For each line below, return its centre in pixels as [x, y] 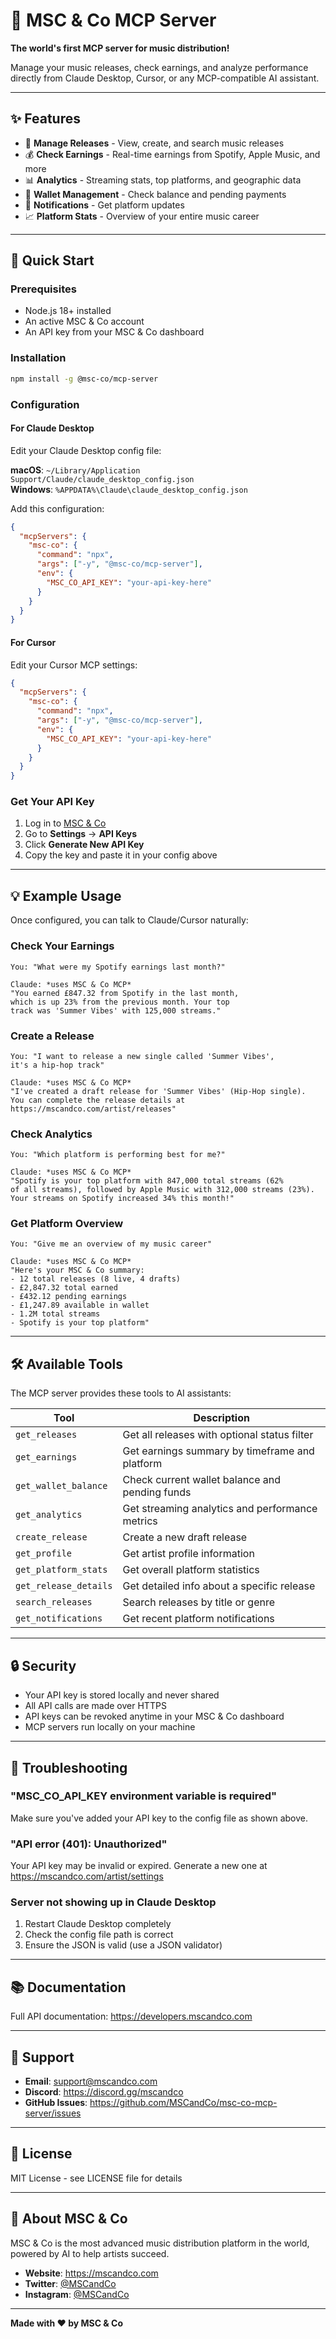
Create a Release [52, 1036]
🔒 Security [43, 1665]
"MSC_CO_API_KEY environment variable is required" [144, 1796]
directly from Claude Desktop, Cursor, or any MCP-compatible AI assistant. [165, 78]
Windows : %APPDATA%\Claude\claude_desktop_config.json [129, 489]
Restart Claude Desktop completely [98, 1924]
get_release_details [64, 1586]
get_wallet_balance [61, 1486]
